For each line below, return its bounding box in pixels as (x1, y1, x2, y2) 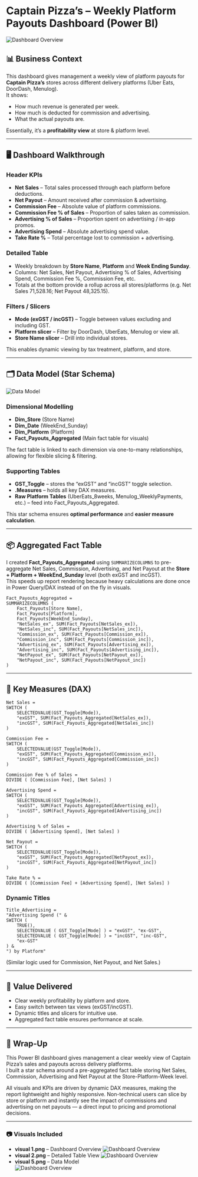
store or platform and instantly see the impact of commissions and (6, 1097, 167, 1104)
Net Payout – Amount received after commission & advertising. (14, 196, 168, 204)
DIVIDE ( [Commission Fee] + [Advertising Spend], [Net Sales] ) (6, 880, 170, 886)
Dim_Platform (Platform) (14, 429, 75, 436)
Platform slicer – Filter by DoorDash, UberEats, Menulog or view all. (14, 328, 180, 336)
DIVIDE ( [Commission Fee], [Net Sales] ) (6, 777, 112, 783)
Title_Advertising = (6, 907, 57, 913)
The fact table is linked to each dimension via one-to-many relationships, (6, 446, 184, 453)
